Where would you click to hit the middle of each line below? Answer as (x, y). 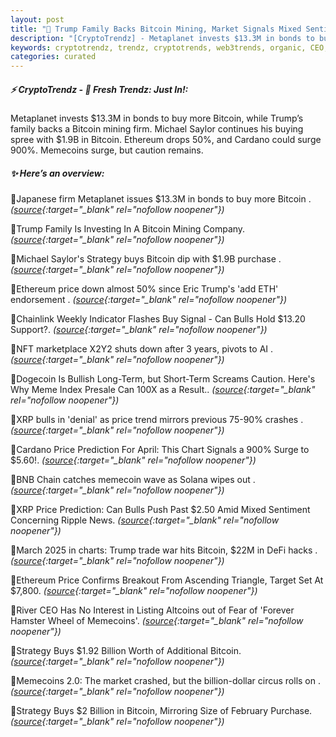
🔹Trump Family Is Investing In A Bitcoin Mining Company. (128, 229)
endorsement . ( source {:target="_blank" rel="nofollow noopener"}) (149, 300)
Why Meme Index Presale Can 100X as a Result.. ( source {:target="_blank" (163, 390)
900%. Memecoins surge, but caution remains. (107, 150)
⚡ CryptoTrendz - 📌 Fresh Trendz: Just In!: (99, 89)
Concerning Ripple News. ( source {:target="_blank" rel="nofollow (145, 520)
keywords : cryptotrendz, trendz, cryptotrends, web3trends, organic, (158, 47)
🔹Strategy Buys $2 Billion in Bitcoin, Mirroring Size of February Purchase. (161, 711)
